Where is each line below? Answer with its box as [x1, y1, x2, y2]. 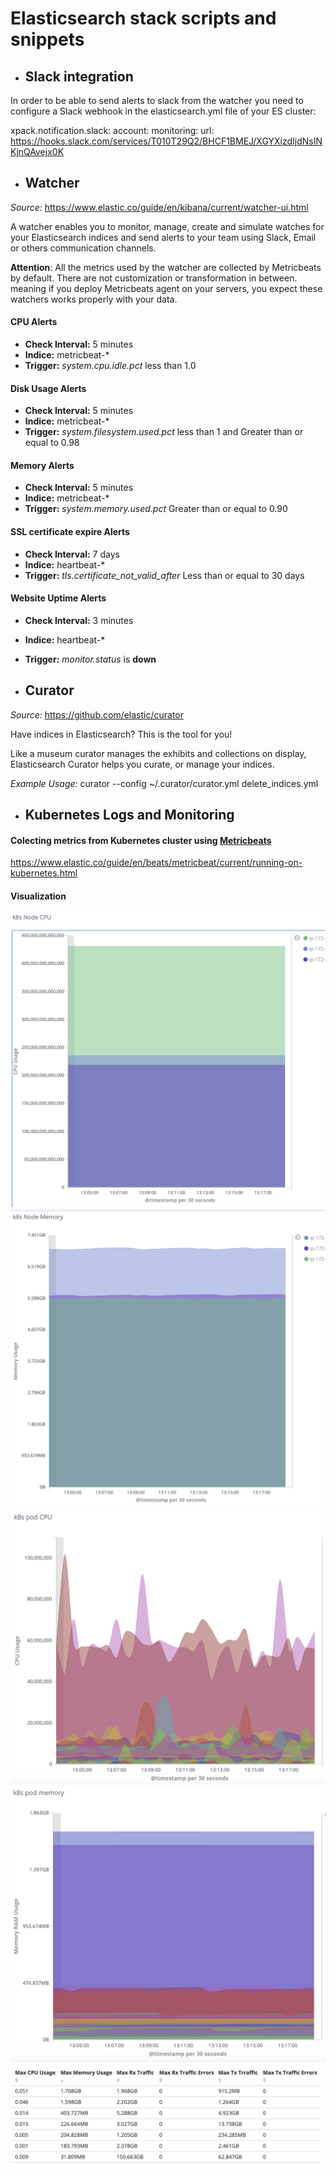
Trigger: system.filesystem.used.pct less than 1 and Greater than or [24, 426, 304, 438]
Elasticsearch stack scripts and [10, 7, 277, 30]
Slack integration [24, 68, 134, 85]
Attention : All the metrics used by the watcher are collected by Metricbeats [10, 261, 322, 273]
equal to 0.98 [24, 437, 80, 449]
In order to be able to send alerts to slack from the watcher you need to [10, 95, 304, 106]
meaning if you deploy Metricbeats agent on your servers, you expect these [10, 282, 323, 294]
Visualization [10, 890, 67, 902]
